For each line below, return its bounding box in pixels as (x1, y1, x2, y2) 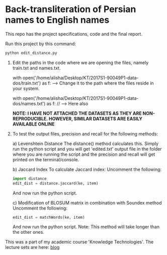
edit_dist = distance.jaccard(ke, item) (12, 180, 99, 186)
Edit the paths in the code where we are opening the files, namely (12, 59, 149, 66)
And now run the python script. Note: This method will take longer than (12, 224, 160, 230)
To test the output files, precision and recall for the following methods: (12, 131, 158, 137)
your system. (12, 85, 40, 91)
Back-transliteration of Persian (5, 4, 136, 15)
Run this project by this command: (5, 40, 76, 46)
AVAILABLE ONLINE (12, 121, 55, 127)
